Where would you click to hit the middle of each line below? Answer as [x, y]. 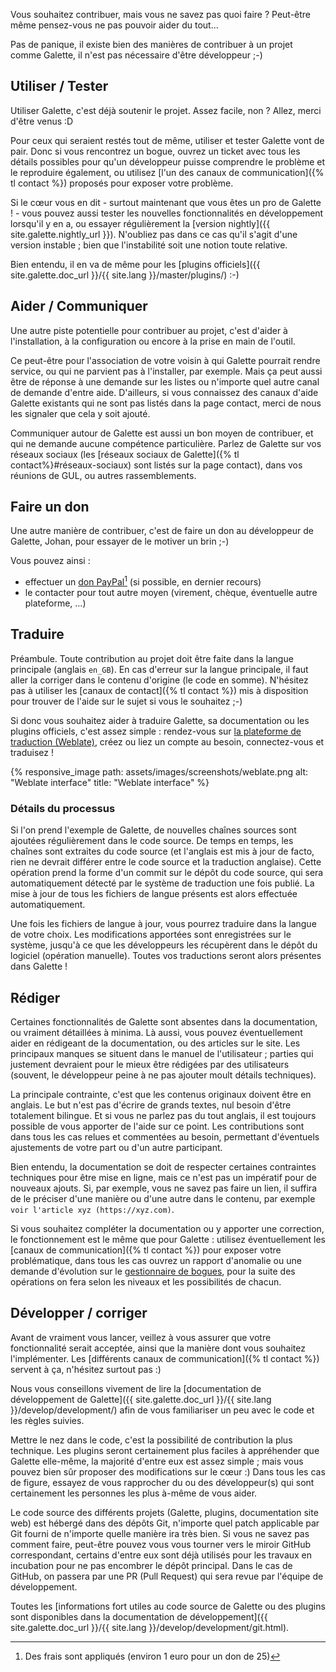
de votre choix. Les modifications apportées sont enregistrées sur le [151, 935]
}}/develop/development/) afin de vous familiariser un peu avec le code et [162, 1410]
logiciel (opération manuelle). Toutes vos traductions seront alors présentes [166, 956]
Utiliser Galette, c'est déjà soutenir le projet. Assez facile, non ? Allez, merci [166, 110]
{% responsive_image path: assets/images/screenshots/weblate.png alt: [159, 771]
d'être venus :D [42, 121]
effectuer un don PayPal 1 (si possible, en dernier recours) [143, 581]
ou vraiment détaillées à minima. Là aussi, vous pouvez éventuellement [156, 1033]
